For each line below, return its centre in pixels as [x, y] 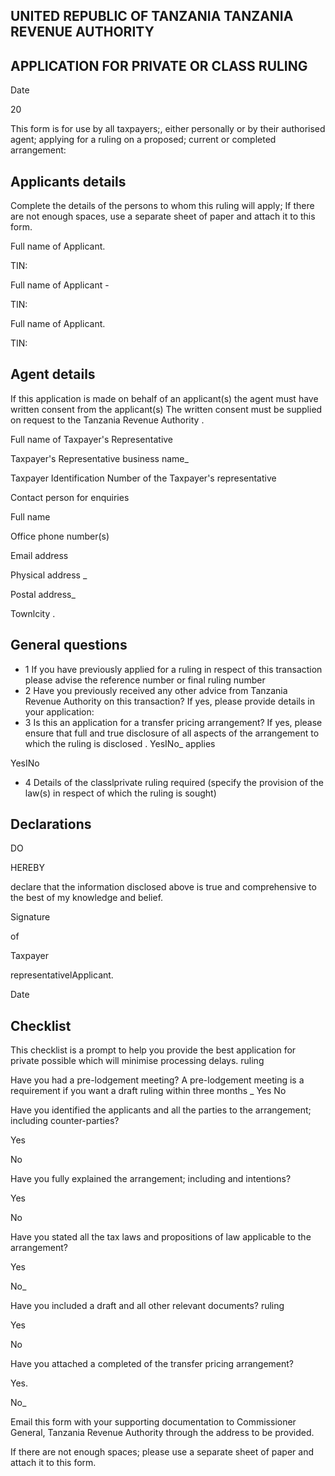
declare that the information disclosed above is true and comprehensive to [163, 887]
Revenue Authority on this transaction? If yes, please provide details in [169, 701]
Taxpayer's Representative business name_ [99, 458]
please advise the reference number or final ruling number [145, 680]
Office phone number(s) [60, 536]
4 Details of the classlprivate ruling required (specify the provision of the [174, 782]
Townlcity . [33, 613]
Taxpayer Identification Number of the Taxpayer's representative [143, 478]
